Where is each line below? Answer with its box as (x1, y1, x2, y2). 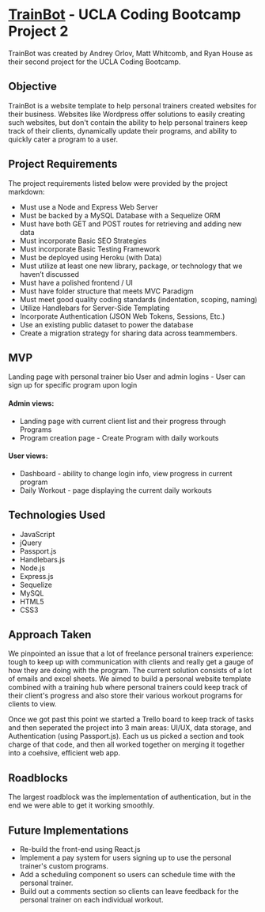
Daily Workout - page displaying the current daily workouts (19, 485, 212, 495)
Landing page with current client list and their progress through (19, 416, 226, 426)
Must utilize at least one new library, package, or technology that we (19, 261, 243, 271)
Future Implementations (8, 823, 129, 837)
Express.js (19, 571, 54, 581)
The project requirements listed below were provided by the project (8, 178, 228, 187)
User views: (8, 451, 49, 460)
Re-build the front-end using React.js (19, 845, 141, 854)
